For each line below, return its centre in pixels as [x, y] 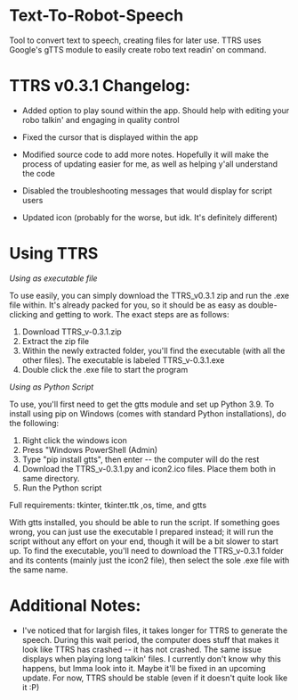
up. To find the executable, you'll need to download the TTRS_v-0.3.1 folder [146, 550]
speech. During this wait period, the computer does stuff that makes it [150, 639]
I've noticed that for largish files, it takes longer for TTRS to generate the [155, 630]
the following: [34, 423]
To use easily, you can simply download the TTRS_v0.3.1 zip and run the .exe [149, 295]
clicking [24, 314]
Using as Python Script [52, 387]
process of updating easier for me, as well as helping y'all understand [150, 164]
